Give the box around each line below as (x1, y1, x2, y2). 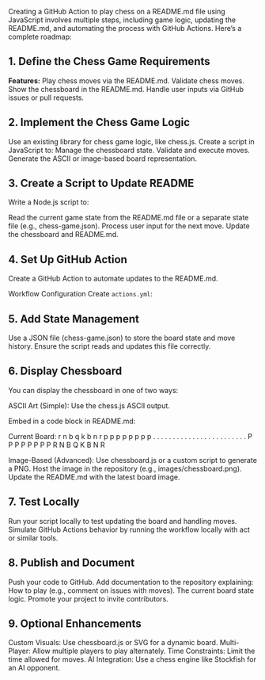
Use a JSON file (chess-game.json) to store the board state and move (8, 333, 236, 343)
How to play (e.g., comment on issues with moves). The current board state (8, 586, 255, 595)
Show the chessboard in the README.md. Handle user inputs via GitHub (8, 84, 244, 94)
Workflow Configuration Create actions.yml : (8, 289, 153, 299)
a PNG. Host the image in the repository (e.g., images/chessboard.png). (8, 464, 243, 473)
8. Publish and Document (8, 556, 135, 570)
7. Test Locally (8, 495, 80, 509)
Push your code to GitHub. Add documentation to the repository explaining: (8, 577, 254, 586)
